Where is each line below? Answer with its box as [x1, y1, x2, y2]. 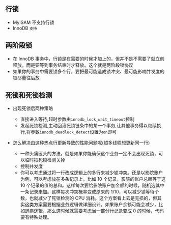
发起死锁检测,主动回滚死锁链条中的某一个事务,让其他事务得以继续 [20, 123, 157, 129]
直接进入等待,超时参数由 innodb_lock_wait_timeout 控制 [20, 116, 135, 122]
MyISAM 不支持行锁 [12, 19, 54, 25]
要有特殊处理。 [20, 214, 52, 220]
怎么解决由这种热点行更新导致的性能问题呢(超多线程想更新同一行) [12, 139, 150, 146]
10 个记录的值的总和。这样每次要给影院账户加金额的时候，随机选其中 [20, 182, 165, 188]
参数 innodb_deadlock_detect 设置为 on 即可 [30, 129, 117, 135]
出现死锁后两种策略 [12, 105, 53, 111]
